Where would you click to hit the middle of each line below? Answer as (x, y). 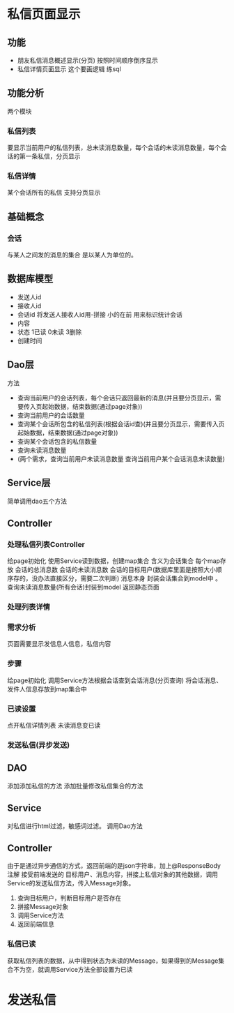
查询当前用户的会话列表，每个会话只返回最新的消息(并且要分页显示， (116, 398)
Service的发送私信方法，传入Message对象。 (71, 883)
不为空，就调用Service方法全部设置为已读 (73, 969)
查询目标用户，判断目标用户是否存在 (69, 898)
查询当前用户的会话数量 (51, 415)
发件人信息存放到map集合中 (47, 689)
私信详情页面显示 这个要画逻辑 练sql (69, 69)
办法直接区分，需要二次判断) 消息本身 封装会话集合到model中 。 (129, 578)
